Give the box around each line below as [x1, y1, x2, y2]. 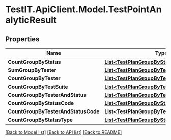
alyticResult [5, 14, 57, 26]
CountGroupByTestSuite [8, 83, 68, 90]
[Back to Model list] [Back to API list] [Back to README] [5, 129, 122, 135]
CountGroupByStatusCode [8, 100, 74, 106]
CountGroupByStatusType [8, 116, 73, 123]
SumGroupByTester [8, 67, 57, 73]
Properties [5, 35, 40, 43]
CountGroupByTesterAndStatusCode [8, 108, 100, 115]
